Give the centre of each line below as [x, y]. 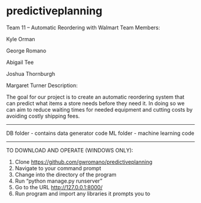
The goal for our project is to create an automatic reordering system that [95, 97]
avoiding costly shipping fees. [43, 116]
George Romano [26, 50]
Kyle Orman [21, 39]
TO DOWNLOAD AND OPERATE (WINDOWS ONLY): [70, 150]
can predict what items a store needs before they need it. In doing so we [95, 103]
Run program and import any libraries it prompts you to [83, 193]
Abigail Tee [20, 62]
